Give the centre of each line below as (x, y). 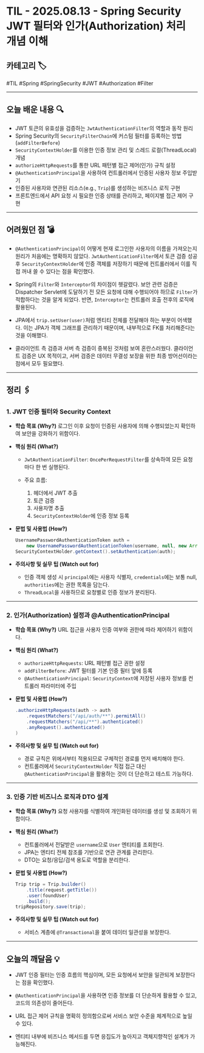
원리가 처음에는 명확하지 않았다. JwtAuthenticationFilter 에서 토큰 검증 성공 (106, 256)
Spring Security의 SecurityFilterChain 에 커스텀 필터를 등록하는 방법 (98, 136)
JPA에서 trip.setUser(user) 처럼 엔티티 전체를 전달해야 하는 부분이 (95, 320)
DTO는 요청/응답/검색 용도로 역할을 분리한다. (77, 859)
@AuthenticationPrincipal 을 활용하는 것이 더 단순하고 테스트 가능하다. (108, 773)
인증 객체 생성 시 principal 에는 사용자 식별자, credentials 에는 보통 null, (110, 577)
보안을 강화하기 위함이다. (51, 434)
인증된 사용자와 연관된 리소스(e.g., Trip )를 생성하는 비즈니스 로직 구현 (97, 188)
